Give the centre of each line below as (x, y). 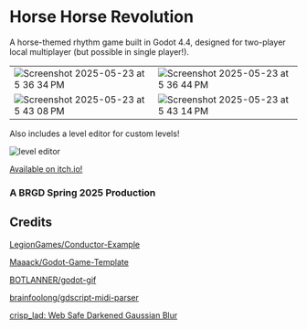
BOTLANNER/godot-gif (53, 280)
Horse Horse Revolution (102, 17)
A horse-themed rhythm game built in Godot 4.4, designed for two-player (148, 42)
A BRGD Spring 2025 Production (83, 192)
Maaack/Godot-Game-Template (69, 261)
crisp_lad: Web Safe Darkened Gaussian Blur (94, 315)
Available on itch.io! (46, 169)
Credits (31, 223)
